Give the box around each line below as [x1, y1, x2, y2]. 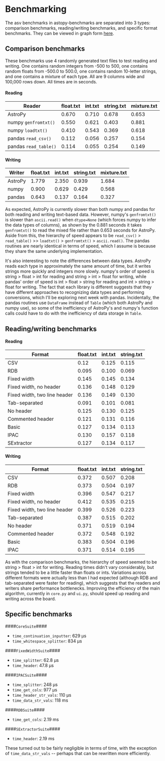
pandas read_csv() [7, 135, 52, 142]
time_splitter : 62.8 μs [12, 657, 59, 663]
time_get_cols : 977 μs [12, 686, 58, 692]
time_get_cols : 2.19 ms [12, 716, 59, 722]
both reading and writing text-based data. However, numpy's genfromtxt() [5, 211, 157, 218]
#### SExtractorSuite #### [5, 726, 61, 732]
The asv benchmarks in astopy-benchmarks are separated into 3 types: [5, 20, 151, 26]
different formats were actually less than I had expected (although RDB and [5, 574, 158, 581]
